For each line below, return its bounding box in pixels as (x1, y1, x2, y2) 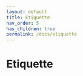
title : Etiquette (6, 14, 50, 21)
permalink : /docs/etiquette (6, 31, 78, 37)
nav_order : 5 (6, 20, 39, 26)
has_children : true (6, 25, 56, 32)
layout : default (6, 8, 47, 15)
